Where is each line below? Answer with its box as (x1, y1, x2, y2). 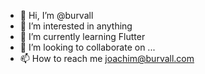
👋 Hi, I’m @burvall (19, 10, 94, 21)
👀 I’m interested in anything (19, 20, 133, 32)
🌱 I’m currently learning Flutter (19, 31, 146, 42)
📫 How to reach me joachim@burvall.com (19, 53, 195, 64)
